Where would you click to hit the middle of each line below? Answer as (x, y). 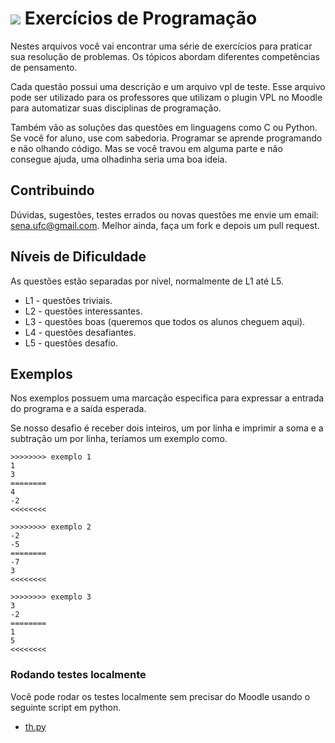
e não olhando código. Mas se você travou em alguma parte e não (146, 148)
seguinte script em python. (66, 707)
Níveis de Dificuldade (78, 257)
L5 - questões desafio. (71, 343)
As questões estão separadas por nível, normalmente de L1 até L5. (147, 281)
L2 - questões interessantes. (83, 311)
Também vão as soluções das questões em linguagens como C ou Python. (164, 127)
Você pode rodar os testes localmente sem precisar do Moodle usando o (160, 696)
